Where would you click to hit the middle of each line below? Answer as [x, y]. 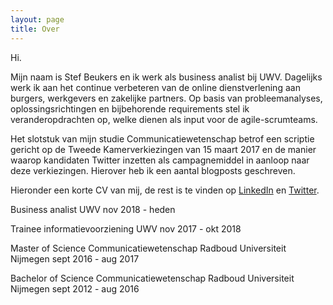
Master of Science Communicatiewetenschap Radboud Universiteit [148, 248]
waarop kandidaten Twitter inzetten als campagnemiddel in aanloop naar [160, 160]
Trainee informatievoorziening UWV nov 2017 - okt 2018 [126, 228]
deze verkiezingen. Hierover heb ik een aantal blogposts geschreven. [153, 170]
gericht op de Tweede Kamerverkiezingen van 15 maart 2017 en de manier [163, 149]
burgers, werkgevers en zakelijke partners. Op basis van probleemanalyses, [166, 98]
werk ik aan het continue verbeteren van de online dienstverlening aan [155, 87]
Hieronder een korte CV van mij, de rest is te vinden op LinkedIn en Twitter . [165, 190]
